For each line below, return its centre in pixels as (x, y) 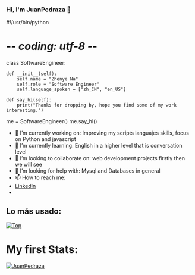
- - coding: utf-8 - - (52, 46)
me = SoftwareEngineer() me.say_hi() (52, 121)
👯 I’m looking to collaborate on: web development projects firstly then (100, 158)
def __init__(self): (32, 74)
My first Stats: (42, 250)
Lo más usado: (34, 211)
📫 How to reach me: (40, 177)
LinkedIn (25, 186)
